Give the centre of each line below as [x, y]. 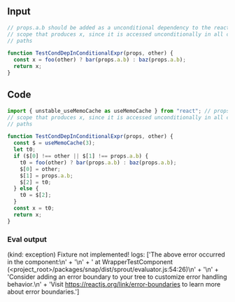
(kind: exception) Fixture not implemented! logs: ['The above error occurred [116, 254]
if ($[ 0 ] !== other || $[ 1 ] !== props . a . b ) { [81, 156]
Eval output [27, 239]
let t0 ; [25, 150]
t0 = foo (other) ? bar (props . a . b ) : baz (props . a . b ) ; [98, 163]
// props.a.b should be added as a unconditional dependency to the [109, 27]
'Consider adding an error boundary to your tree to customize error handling [117, 277]
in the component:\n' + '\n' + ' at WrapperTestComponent [90, 261]
